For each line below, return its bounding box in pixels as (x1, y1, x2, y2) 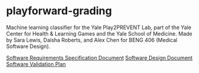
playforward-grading (6, 4, 112, 18)
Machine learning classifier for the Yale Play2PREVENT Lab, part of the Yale (6, 24, 192, 31)
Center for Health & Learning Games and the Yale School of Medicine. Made (6, 30, 192, 37)
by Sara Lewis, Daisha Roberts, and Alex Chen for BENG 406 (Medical (6, 36, 178, 43)
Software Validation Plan (6, 61, 67, 68)
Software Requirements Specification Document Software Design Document (6, 54, 193, 61)
